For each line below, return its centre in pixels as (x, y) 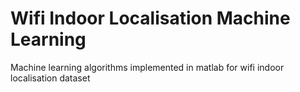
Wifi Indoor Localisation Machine (150, 18)
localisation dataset (50, 78)
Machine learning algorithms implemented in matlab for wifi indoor (147, 67)
